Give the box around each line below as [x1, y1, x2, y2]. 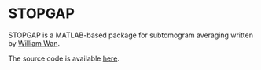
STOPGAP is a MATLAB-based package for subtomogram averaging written [8, 30, 254, 40]
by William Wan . [8, 38, 61, 47]
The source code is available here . [8, 54, 120, 63]
